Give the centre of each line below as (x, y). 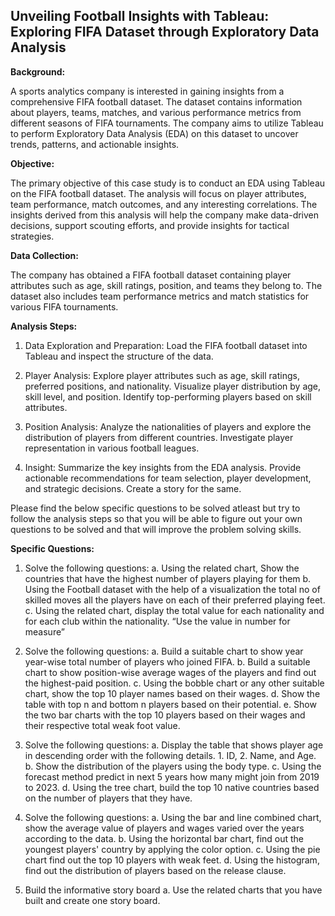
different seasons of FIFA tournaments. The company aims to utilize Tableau (167, 123)
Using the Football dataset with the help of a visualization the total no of (172, 589)
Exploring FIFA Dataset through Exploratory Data (165, 32)
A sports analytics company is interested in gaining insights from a (147, 91)
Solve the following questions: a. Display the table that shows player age (174, 745)
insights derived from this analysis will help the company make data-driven (165, 215)
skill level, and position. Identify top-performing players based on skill (168, 396)
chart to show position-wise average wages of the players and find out (170, 672)
